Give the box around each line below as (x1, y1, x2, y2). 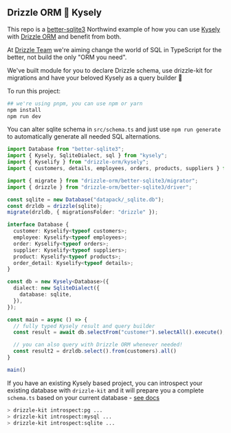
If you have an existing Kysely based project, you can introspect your (7, 379, 203, 387)
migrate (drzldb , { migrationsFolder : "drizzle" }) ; (7, 209, 158, 216)
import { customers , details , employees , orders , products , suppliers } (7, 165, 220, 172)
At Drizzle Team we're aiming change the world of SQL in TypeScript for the (7, 45, 222, 54)
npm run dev (7, 113, 41, 120)
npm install (7, 106, 41, 113)
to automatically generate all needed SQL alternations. (7, 132, 162, 141)
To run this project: (7, 86, 60, 95)
